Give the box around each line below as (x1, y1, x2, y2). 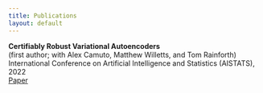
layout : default (8, 19, 63, 27)
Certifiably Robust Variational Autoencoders (8, 41, 161, 51)
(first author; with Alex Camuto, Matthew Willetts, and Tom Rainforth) (8, 50, 237, 59)
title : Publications (8, 11, 78, 20)
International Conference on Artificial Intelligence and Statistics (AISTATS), (8, 58, 255, 68)
